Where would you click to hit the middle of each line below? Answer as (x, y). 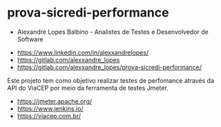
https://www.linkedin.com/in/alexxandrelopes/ (83, 52)
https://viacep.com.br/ (49, 116)
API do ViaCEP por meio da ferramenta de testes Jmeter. (88, 88)
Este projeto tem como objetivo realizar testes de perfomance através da (111, 80)
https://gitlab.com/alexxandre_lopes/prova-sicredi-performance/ (109, 67)
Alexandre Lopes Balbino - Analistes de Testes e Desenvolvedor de (113, 32)
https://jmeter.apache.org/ (55, 101)
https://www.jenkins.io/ (50, 108)
